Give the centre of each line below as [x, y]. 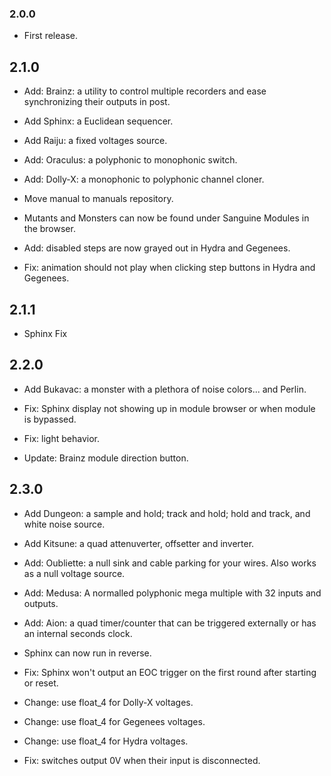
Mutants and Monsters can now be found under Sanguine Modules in [166, 218]
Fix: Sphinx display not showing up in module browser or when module [169, 408]
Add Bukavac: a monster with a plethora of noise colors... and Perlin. [165, 389]
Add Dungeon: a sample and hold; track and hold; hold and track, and [167, 513]
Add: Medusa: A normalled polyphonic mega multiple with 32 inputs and [172, 593]
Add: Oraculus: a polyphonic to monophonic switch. [130, 160]
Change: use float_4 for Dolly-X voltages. [108, 702]
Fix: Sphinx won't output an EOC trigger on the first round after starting [170, 672]
